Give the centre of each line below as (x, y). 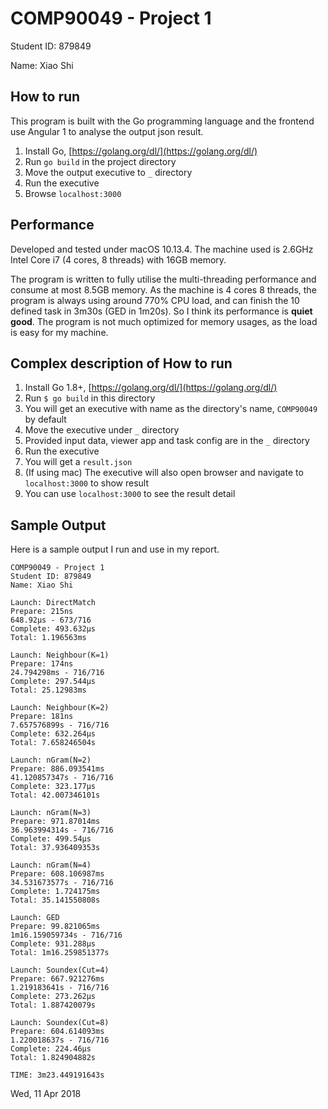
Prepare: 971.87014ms (55, 822)
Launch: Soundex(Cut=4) (60, 970)
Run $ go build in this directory (90, 398)
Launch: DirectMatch (53, 603)
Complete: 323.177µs (53, 787)
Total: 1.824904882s (53, 1058)
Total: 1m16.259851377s (60, 953)
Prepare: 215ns (42, 612)
